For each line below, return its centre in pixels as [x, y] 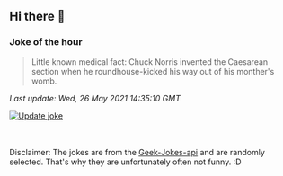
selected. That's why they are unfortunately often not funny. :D [125, 162]
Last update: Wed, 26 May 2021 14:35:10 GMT [95, 98]
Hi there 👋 [37, 17]
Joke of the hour [46, 42]
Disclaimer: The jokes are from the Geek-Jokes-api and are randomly [137, 152]
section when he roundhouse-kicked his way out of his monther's [153, 71]
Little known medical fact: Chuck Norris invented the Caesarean [150, 62]
